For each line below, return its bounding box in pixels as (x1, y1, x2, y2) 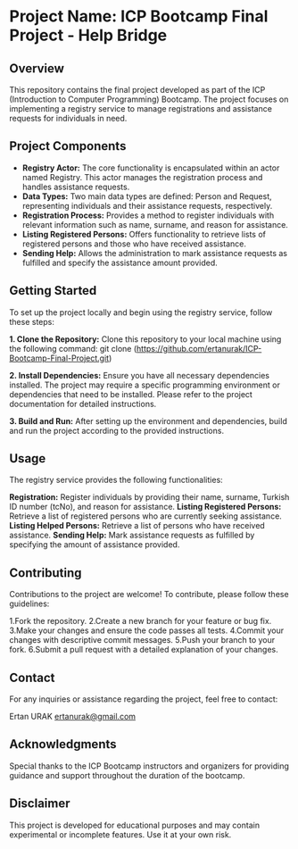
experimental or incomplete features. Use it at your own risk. (9, 828, 232, 840)
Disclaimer (9, 796, 70, 812)
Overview (9, 61, 65, 76)
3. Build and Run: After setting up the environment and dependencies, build (9, 415, 287, 426)
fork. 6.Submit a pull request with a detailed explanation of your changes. (9, 645, 278, 655)
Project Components (9, 138, 127, 154)
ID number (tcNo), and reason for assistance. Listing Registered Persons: (9, 502, 282, 512)
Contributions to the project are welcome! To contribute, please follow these (9, 589, 289, 600)
